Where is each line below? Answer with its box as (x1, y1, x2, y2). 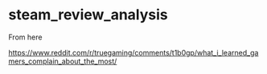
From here (8, 32, 43, 42)
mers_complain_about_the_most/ (8, 56, 117, 66)
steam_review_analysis (8, 6, 169, 24)
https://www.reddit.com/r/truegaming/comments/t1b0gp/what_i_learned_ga (8, 47, 259, 57)
